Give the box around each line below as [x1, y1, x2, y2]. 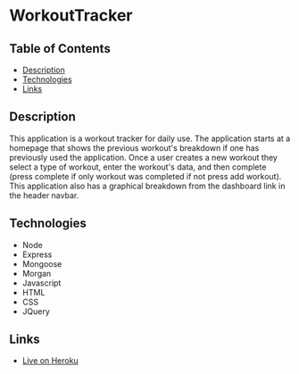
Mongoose [21, 258, 62, 269]
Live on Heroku [21, 355, 79, 366]
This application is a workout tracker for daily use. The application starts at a [9, 133, 291, 144]
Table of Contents [9, 41, 112, 56]
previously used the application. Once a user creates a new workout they [9, 152, 278, 162]
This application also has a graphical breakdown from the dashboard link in [9, 180, 286, 191]
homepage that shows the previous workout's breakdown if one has [9, 142, 260, 153]
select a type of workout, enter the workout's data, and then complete [9, 162, 267, 172]
